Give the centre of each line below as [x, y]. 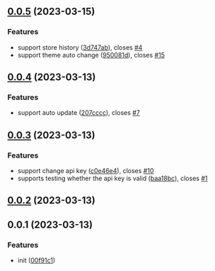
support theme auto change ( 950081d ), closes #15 [91, 55]
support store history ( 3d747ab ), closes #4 [80, 47]
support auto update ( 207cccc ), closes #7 [79, 113]
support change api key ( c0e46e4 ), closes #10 [86, 171]
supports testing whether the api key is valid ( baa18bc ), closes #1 [112, 178]
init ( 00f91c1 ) [36, 260]
